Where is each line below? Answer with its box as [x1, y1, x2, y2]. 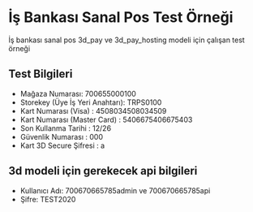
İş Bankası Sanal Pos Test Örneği [8, 8, 234, 27]
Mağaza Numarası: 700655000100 [19, 89, 136, 98]
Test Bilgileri [8, 67, 73, 81]
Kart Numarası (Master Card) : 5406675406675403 [19, 115, 193, 124]
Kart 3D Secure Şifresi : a [19, 141, 105, 150]
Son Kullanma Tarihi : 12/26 [19, 123, 112, 133]
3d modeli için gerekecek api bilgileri [8, 164, 198, 178]
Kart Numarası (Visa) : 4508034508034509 [19, 106, 167, 115]
